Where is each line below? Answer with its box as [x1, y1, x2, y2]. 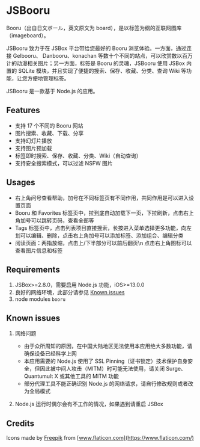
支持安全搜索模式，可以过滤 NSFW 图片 [14, 159, 113, 167]
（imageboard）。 [6, 31, 49, 39]
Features [6, 105, 40, 116]
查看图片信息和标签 [14, 247, 63, 254]
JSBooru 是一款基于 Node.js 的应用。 [6, 87, 98, 94]
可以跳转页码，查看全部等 [31, 217, 94, 224]
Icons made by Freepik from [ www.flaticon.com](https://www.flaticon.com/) [6, 434, 194, 441]
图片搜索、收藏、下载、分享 [14, 129, 84, 137]
